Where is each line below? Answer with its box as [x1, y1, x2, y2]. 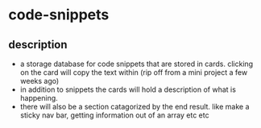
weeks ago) [19, 76, 60, 85]
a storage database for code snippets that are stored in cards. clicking [19, 59, 254, 68]
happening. [19, 93, 58, 102]
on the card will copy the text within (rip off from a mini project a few [19, 68, 248, 77]
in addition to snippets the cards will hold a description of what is [19, 85, 236, 94]
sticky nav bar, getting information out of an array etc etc [19, 110, 209, 120]
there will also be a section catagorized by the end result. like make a [19, 102, 250, 111]
